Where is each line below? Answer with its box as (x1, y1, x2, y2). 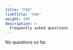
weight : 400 (5, 16, 30, 21)
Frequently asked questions (9, 26, 68, 31)
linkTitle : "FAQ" (5, 12, 41, 17)
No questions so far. (5, 39, 47, 45)
